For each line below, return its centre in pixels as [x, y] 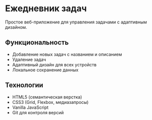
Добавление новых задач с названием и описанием [67, 54]
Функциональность [37, 43]
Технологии [24, 85]
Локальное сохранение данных [45, 70]
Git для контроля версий [38, 112]
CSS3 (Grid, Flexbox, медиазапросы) [50, 102]
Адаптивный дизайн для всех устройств [54, 64]
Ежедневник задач [46, 9]
